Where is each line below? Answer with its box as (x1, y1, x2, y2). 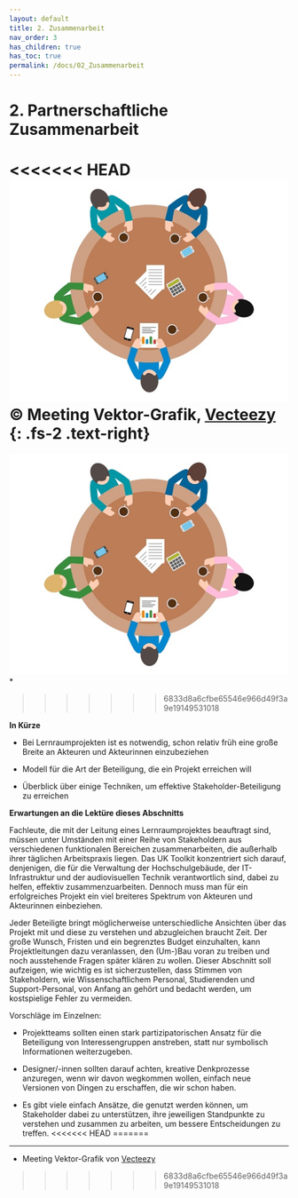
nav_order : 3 (9, 33, 58, 42)
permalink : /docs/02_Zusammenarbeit (9, 61, 145, 70)
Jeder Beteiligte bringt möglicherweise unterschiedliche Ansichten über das (9, 917, 286, 928)
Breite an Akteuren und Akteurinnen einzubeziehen (21, 747, 209, 758)
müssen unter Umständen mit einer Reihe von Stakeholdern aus (9, 835, 242, 845)
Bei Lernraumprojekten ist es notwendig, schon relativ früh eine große (21, 737, 278, 748)
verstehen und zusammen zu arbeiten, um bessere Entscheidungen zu (21, 1119, 281, 1130)
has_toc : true (9, 52, 62, 61)
